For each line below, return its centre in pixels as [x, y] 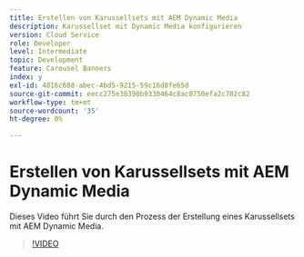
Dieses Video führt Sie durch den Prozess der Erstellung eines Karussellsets [152, 217]
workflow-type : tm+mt [51, 102]
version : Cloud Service [55, 35]
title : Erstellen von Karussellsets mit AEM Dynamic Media [124, 18]
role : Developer [40, 43]
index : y [26, 77]
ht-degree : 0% [36, 119]
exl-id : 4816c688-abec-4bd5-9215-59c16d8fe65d [99, 85]
